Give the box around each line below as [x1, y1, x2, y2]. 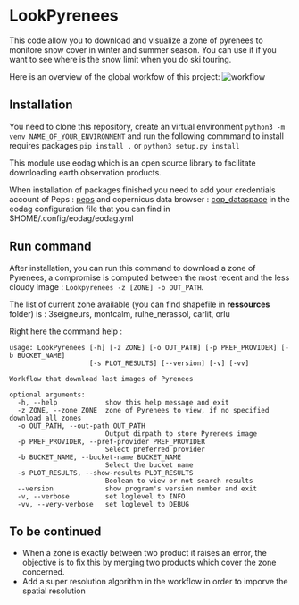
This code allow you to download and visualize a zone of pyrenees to [9, 35, 263, 46]
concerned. [21, 567, 65, 577]
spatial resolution [21, 585, 87, 596]
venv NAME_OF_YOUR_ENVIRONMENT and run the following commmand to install [9, 131, 284, 141]
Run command [9, 239, 92, 254]
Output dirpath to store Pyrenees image [104, 429, 257, 439]
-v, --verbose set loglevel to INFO [17, 491, 186, 501]
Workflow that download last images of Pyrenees [9, 374, 194, 383]
